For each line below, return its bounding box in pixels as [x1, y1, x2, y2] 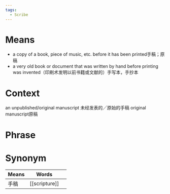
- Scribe [10, 12, 28, 17]
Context [5, 87, 40, 99]
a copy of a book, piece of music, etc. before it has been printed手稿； [12, 51, 161, 57]
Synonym [5, 152, 47, 164]
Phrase [5, 129, 36, 141]
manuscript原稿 [5, 111, 38, 117]
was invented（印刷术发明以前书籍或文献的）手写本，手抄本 [12, 69, 139, 75]
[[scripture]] [29, 180, 59, 187]
